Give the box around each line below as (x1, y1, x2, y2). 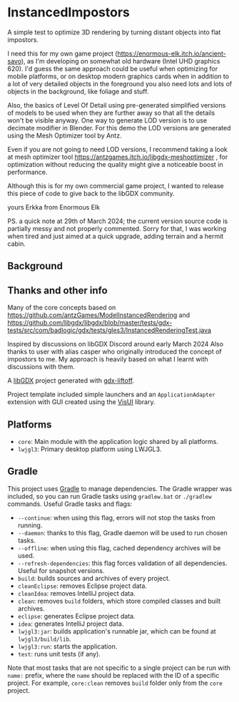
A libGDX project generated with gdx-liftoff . (7, 376, 135, 385)
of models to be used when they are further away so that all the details (7, 108, 215, 117)
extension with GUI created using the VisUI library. (7, 398, 156, 406)
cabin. (7, 239, 26, 248)
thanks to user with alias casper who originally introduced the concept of (7, 347, 223, 356)
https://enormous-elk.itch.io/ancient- (117, 49, 226, 58)
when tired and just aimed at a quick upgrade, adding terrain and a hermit (7, 232, 224, 240)
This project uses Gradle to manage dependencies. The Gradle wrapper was (7, 484, 233, 492)
